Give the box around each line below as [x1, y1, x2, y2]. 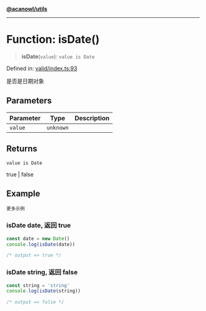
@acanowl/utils [6, 6, 48, 12]
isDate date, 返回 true [6, 221, 71, 230]
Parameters [6, 95, 52, 106]
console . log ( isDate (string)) [6, 288, 81, 294]
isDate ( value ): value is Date [21, 52, 95, 60]
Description [74, 114, 110, 122]
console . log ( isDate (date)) [6, 241, 75, 248]
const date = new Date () [6, 235, 70, 242]
